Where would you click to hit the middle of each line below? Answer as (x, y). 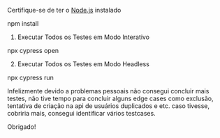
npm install (23, 23)
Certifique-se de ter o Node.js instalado (64, 10)
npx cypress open (33, 51)
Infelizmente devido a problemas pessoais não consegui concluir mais (108, 91)
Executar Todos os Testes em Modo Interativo (83, 37)
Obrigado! (22, 127)
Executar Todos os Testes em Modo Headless (83, 64)
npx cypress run (31, 77)
